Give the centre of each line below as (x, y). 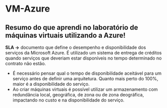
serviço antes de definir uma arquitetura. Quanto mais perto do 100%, (85, 78)
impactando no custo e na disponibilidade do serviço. (69, 100)
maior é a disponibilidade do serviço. (51, 84)
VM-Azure (28, 9)
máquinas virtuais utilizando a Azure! (65, 35)
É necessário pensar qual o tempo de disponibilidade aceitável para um (87, 73)
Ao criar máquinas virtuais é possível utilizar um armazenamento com (85, 89)
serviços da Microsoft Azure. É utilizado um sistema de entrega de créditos (83, 53)
